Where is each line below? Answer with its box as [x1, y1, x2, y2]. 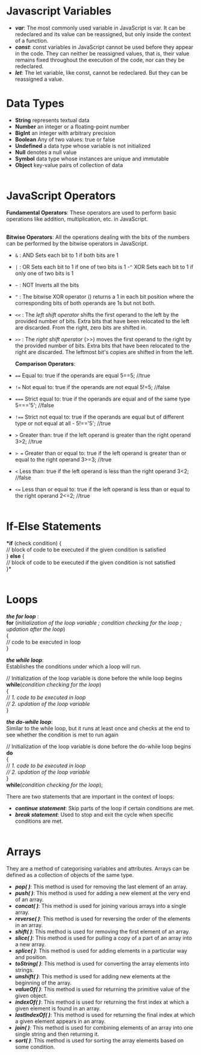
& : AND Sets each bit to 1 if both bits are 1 [14, 252, 119, 259]
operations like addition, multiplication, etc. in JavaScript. [6, 215, 148, 223]
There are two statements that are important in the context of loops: [6, 793, 175, 800]
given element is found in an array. [14, 1004, 101, 1012]
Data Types [6, 97, 64, 110]
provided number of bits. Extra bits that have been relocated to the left [14, 317, 190, 325]
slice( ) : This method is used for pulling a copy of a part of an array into [14, 934, 193, 942]
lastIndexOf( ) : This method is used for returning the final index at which [14, 1011, 196, 1018]
